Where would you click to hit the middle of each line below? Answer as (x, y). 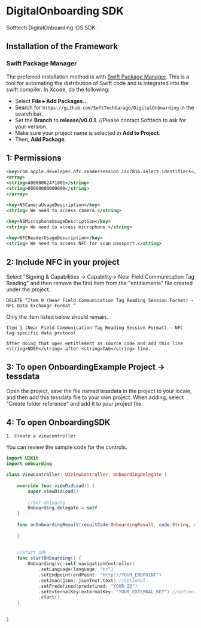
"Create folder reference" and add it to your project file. (74, 403)
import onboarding (29, 464)
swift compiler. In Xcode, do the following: (58, 89)
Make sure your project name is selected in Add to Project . (87, 132)
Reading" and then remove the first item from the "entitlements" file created (100, 283)
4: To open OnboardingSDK (58, 422)
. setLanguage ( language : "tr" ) (76, 569)
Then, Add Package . (40, 139)
